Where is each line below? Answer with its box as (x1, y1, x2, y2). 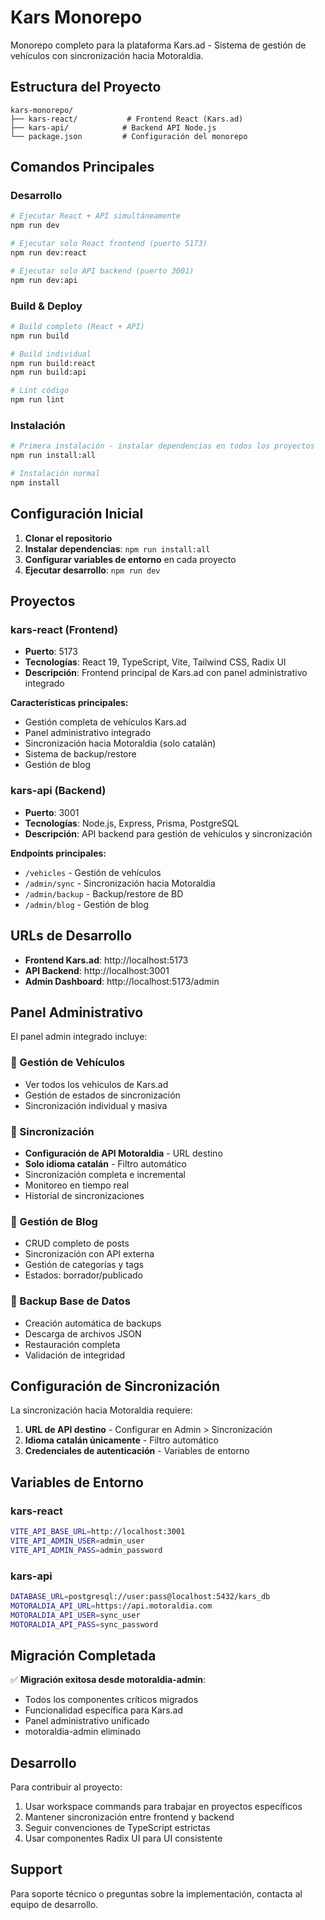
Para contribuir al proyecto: (10, 1781, 123, 1793)
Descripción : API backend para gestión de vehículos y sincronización (24, 827, 313, 840)
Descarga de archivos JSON (24, 1327, 142, 1340)
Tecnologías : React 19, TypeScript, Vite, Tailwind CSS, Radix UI (24, 656, 287, 668)
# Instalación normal (10, 469, 101, 479)
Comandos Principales (10, 159, 155, 176)
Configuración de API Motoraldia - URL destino (24, 1147, 223, 1159)
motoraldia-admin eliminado (24, 1726, 142, 1738)
